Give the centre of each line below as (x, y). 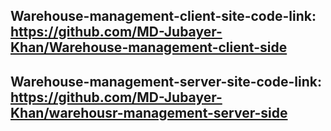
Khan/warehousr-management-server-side (149, 112)
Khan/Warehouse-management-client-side (149, 47)
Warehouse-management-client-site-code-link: (163, 16)
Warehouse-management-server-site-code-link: (166, 81)
